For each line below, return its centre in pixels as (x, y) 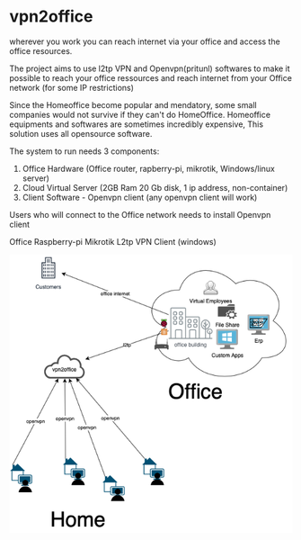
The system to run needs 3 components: (84, 151)
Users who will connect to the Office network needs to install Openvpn (140, 214)
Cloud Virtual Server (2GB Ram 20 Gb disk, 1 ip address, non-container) (155, 187)
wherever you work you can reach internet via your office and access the (145, 41)
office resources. (41, 50)
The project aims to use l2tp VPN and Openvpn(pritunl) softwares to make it (150, 68)
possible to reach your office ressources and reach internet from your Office (150, 77)
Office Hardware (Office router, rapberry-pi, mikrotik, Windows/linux (149, 168)
